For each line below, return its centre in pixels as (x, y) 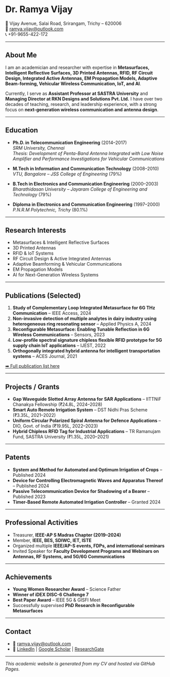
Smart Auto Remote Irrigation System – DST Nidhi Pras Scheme (80, 410)
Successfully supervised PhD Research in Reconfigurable (74, 605)
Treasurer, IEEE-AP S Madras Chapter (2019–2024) (67, 535)
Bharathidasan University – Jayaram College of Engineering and (80, 189)
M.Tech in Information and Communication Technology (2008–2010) (86, 168)
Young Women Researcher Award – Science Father (67, 589)
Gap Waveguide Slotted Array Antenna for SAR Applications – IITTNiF (87, 399)
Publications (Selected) (43, 295)
